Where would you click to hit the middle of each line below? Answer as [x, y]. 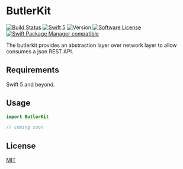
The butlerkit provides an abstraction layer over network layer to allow [91, 45]
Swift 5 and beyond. [30, 84]
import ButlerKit [28, 117]
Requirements [33, 70]
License [21, 146]
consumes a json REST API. [40, 51]
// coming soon [25, 127]
